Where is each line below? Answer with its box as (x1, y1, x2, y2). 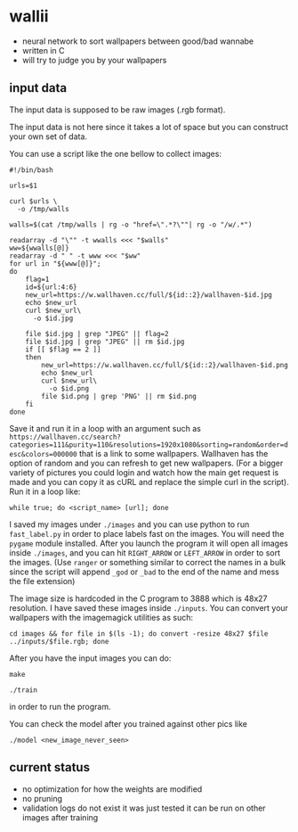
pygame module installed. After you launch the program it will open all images (9, 538, 289, 548)
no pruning (21, 793, 63, 803)
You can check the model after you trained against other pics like (9, 718, 247, 729)
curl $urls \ (9, 196, 58, 206)
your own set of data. (9, 131, 87, 142)
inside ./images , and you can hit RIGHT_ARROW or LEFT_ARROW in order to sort (9, 547, 281, 558)
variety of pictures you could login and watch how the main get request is (9, 466, 279, 478)
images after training (21, 811, 99, 822)
